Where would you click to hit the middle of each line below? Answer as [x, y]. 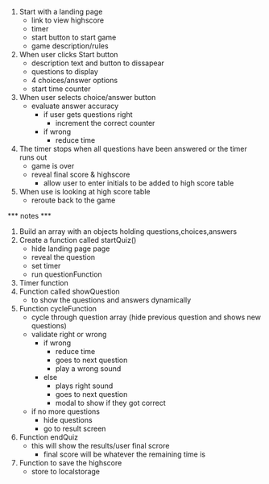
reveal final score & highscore [81, 174]
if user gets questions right [88, 115]
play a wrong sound [88, 369]
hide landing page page [70, 248]
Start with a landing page [61, 12]
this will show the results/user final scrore [100, 446]
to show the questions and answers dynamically [111, 300]
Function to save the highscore [70, 463]
